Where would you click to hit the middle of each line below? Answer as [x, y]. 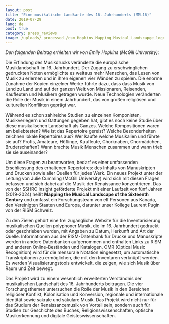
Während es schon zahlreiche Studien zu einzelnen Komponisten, [73, 115]
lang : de [14, 24]
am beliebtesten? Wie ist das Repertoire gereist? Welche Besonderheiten [80, 131]
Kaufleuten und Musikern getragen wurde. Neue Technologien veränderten [83, 94]
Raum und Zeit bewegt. [29, 268]
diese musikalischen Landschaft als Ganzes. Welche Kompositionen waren [82, 125]
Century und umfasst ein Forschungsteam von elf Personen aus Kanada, [81, 199]
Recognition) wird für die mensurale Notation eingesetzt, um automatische [82, 252]
